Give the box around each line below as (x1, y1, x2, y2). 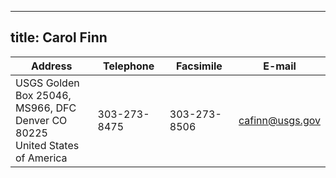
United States (15, 138, 80, 152)
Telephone (103, 59, 155, 73)
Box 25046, (15, 88, 72, 102)
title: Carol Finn (10, 29, 108, 46)
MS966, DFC (15, 101, 77, 115)
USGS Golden (15, 76, 80, 90)
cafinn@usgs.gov (238, 113, 321, 127)
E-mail (263, 59, 297, 73)
